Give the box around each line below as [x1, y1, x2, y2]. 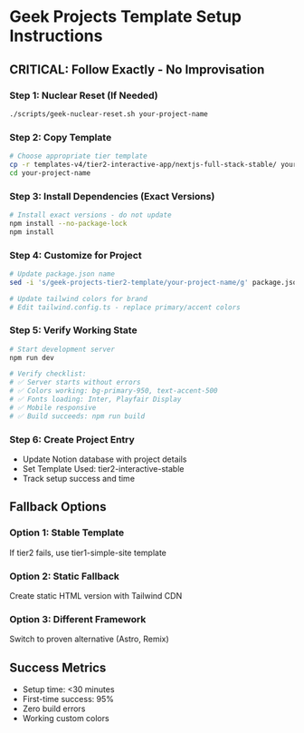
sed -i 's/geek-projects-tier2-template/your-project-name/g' [9, 278, 249, 287]
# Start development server [9, 345, 116, 354]
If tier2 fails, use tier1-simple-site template [9, 547, 167, 558]
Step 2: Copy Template [9, 131, 112, 143]
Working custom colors [22, 713, 110, 724]
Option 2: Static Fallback [9, 570, 120, 582]
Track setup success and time [22, 473, 136, 484]
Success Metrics [9, 660, 107, 675]
